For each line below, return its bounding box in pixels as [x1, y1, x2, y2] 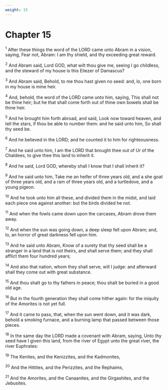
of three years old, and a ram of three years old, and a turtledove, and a [5, 179, 153, 185]
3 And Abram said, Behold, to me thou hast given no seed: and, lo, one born [5, 77, 161, 84]
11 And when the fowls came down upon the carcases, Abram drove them [5, 210, 156, 216]
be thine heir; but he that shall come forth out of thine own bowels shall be [5, 99, 159, 105]
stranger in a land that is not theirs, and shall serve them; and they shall [5, 248, 153, 254]
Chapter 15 [5, 29, 52, 40]
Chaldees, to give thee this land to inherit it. [5, 153, 95, 159]
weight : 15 [5, 7, 28, 13]
